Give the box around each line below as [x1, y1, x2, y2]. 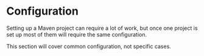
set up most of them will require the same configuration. [6, 30, 147, 38]
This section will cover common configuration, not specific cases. [6, 43, 172, 50]
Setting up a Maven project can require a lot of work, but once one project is [6, 24, 198, 32]
